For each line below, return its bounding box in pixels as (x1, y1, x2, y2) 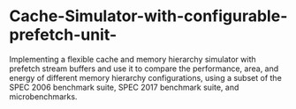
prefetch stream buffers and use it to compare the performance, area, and (9, 63, 279, 74)
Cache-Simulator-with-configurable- (9, 6, 288, 26)
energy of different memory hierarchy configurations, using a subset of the (9, 72, 283, 83)
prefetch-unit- (9, 25, 118, 45)
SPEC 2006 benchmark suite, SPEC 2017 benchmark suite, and (9, 82, 239, 92)
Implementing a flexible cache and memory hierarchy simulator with (9, 54, 256, 64)
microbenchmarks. (9, 91, 78, 102)
